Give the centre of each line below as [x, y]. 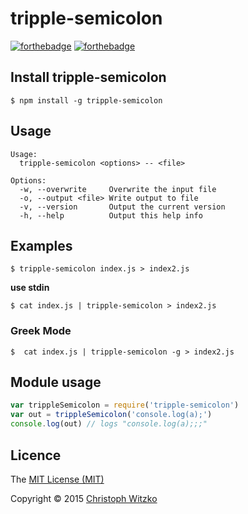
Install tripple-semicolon [88, 77]
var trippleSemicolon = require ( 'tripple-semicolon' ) [125, 405]
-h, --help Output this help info [111, 215]
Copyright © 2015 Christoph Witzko [84, 498]
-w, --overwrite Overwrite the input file [118, 189]
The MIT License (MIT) [57, 479]
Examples [41, 245]
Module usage [56, 382]
